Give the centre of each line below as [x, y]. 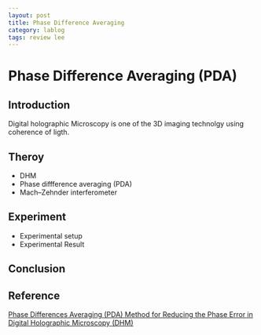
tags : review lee [37, 37]
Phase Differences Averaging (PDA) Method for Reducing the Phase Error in [131, 315]
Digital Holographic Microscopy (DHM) [71, 323]
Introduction [39, 105]
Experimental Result [52, 244]
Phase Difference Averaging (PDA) [123, 76]
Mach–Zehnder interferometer [68, 192]
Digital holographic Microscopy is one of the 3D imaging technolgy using [126, 124]
